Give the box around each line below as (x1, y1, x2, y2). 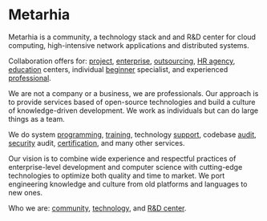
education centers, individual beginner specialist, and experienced (8, 64, 229, 74)
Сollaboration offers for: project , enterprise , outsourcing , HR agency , (8, 56, 236, 66)
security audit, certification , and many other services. (8, 138, 185, 147)
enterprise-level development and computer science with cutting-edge (8, 162, 243, 171)
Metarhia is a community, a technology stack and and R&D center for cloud (8, 32, 257, 42)
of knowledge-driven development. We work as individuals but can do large (8, 106, 259, 115)
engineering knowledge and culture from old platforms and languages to (8, 179, 248, 189)
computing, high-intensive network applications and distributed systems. (8, 40, 250, 50)
